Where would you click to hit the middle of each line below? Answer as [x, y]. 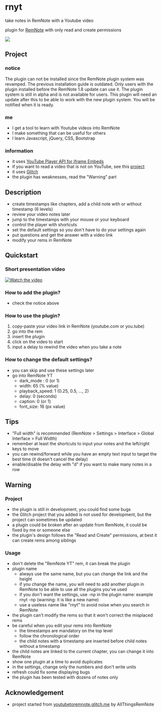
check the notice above [35, 303]
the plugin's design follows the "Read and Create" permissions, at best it [84, 535]
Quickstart [22, 255]
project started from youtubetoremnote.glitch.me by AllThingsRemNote [83, 704]
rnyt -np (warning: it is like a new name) [59, 600]
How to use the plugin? [33, 315]
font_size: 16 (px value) [42, 406]
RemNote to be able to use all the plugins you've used [73, 589]
